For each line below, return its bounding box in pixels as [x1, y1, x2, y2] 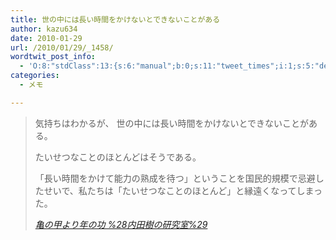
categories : [10, 71, 60, 81]
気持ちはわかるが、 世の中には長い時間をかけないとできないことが [34, 117, 310, 129]
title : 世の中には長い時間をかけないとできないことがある [10, 14, 221, 25]
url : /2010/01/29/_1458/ [10, 42, 114, 53]
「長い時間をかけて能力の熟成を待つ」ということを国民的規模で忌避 [34, 172, 316, 184]
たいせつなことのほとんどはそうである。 [34, 151, 202, 163]
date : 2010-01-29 [10, 33, 83, 43]
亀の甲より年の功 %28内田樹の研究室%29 [34, 218, 208, 230]
